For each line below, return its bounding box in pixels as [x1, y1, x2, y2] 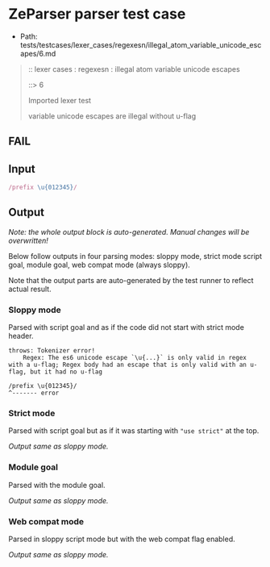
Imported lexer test [27, 95, 91, 105]
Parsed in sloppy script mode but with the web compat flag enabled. [8, 534, 235, 544]
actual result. [8, 284, 52, 294]
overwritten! [8, 236, 48, 245]
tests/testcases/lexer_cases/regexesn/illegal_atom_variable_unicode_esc [19, 40, 262, 49]
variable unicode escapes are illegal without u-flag [27, 110, 196, 121]
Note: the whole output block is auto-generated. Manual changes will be [8, 227, 250, 236]
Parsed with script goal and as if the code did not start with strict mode [8, 323, 244, 332]
